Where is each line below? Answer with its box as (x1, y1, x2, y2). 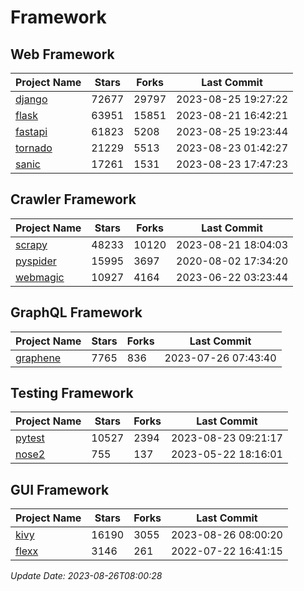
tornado (15, 141, 53, 155)
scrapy (15, 237, 48, 251)
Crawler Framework (10, 191, 137, 208)
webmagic (15, 270, 65, 284)
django (15, 92, 48, 106)
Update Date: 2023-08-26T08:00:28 (10, 570, 163, 582)
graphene (15, 351, 62, 365)
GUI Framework (10, 481, 110, 498)
